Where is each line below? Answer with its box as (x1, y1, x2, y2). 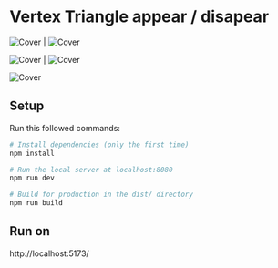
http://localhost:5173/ (9, 248, 89, 259)
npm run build (9, 199, 64, 208)
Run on (9, 223, 50, 239)
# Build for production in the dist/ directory (9, 190, 194, 200)
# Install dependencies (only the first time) (9, 139, 190, 149)
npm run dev (9, 173, 55, 183)
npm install (9, 149, 55, 158)
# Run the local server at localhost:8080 (9, 165, 173, 174)
